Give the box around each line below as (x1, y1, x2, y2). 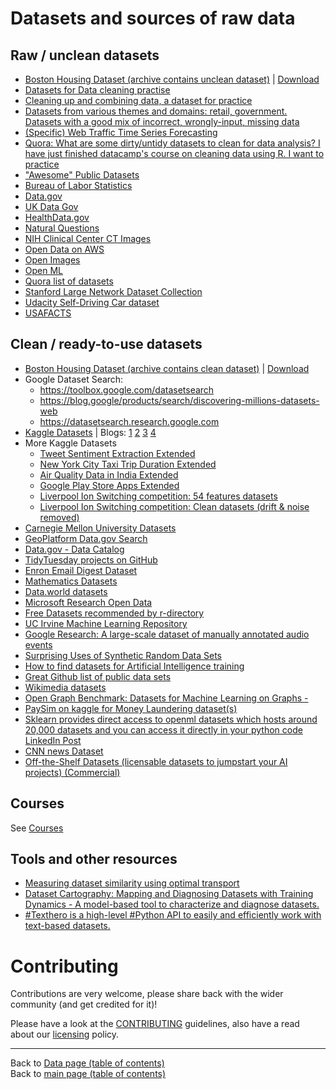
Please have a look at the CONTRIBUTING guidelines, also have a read (10, 1018, 300, 1030)
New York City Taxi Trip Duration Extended (39, 458, 217, 470)
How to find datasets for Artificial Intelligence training (24, 660, 245, 672)
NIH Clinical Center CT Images (24, 233, 152, 244)
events (24, 638, 53, 651)
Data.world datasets (24, 585, 108, 597)
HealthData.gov (24, 212, 90, 223)
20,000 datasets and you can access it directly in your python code (24, 723, 303, 736)
